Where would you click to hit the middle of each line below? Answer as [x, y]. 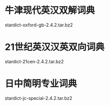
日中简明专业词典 [41, 84]
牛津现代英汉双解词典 [50, 10]
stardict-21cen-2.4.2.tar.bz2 [34, 61]
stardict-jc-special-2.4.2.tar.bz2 [39, 98]
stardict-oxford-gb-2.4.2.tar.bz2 [39, 25]
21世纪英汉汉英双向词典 [55, 47]
